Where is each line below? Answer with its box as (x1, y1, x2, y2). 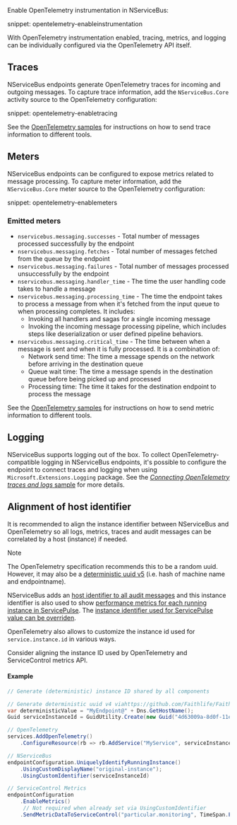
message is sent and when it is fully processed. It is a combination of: (17, 345, 220, 353)
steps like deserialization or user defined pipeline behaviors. (28, 329, 203, 338)
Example (7, 672, 34, 681)
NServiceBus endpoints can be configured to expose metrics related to (7, 169, 214, 178)
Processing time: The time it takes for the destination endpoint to (28, 382, 217, 391)
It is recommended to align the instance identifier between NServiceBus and (7, 519, 229, 528)
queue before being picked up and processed (28, 374, 162, 383)
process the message (28, 389, 92, 398)
